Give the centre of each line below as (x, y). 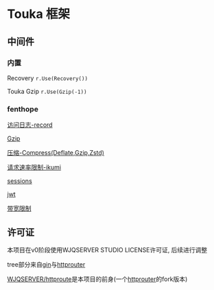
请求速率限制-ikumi (34, 167)
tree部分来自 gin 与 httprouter (46, 264)
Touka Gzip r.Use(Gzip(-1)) (47, 91)
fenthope (23, 109)
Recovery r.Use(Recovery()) (47, 78)
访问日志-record (30, 125)
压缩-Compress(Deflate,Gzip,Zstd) (56, 153)
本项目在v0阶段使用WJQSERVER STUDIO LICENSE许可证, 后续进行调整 (107, 250)
